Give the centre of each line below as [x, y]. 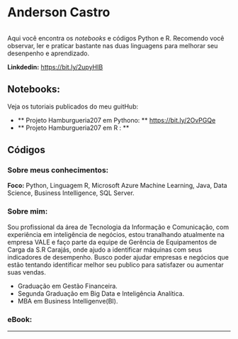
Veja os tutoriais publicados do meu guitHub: [73, 106]
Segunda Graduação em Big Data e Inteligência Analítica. [101, 293]
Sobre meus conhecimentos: [58, 170]
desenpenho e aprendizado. [49, 53]
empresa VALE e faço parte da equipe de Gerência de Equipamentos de [112, 242]
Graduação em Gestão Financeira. [68, 286]
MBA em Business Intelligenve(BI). [68, 301]
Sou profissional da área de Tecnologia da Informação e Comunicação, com [118, 227]
